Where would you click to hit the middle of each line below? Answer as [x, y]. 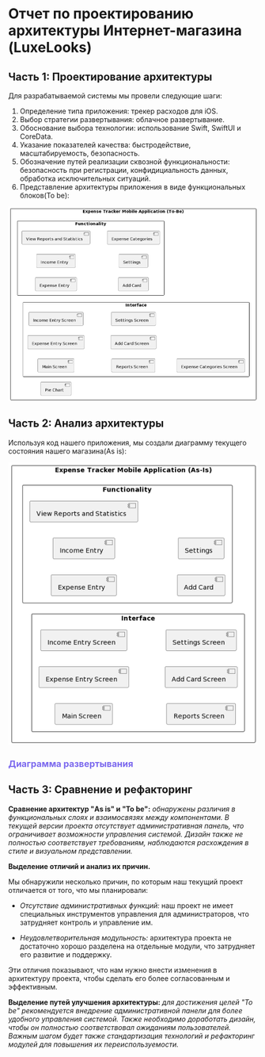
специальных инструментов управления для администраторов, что [134, 913]
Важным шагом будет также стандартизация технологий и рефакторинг [132, 1036]
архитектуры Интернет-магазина [125, 31]
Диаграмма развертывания [71, 764]
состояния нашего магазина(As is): [67, 451]
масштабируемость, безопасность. [79, 153]
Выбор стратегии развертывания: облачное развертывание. [122, 119]
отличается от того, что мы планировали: [78, 890]
